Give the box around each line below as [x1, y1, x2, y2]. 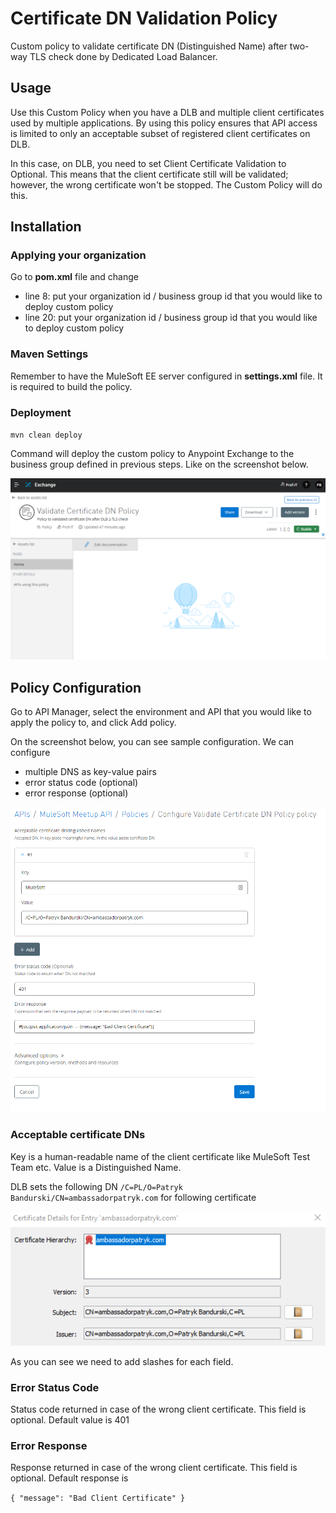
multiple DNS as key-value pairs [24, 766, 157, 778]
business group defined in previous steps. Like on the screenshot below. [10, 458, 309, 471]
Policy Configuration [10, 679, 142, 696]
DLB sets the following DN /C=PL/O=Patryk [10, 1180, 183, 1192]
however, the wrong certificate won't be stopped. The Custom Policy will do [10, 178, 323, 191]
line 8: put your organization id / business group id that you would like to [24, 290, 323, 302]
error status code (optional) [24, 777, 139, 789]
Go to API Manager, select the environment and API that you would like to [10, 706, 312, 718]
